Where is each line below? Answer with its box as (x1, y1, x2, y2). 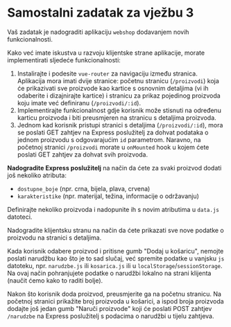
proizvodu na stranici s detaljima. (7, 233, 102, 242)
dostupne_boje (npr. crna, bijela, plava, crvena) (17, 184, 151, 193)
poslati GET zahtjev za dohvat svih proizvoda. (17, 150, 148, 159)
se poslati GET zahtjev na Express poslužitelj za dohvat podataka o (17, 128, 209, 136)
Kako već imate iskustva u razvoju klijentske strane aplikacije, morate (7, 48, 205, 57)
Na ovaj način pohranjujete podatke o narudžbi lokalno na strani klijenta (7, 269, 212, 277)
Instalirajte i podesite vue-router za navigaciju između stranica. (17, 69, 198, 78)
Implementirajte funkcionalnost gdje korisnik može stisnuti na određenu (17, 106, 222, 114)
